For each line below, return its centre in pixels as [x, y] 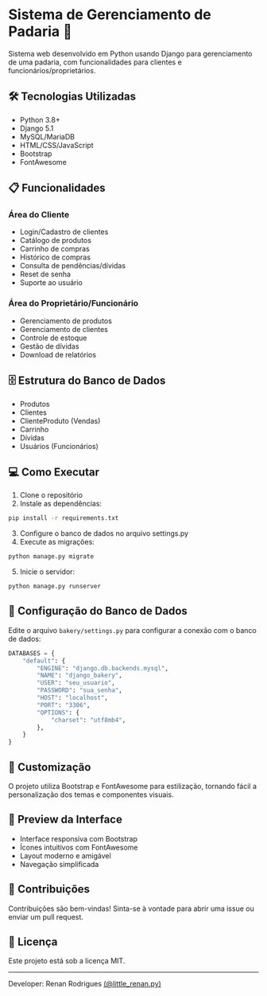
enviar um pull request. [46, 916]
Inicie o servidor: [47, 572]
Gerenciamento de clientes [64, 329]
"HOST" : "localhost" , [73, 698]
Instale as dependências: [60, 504]
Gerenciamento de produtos [66, 321]
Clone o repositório [51, 495]
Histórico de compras [55, 257]
